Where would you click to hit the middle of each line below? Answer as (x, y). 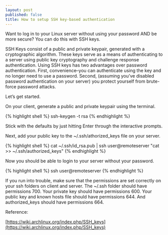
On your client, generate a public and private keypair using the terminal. (80, 107)
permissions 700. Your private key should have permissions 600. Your (79, 191)
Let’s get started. (23, 96)
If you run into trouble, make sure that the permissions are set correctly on (83, 181)
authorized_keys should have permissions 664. (55, 202)
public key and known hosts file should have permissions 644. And (76, 197)
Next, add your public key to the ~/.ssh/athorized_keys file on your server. (83, 136)
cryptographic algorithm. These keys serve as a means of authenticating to (84, 54)
